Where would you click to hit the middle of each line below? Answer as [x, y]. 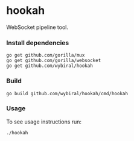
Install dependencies [38, 43]
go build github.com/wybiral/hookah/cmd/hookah [67, 93]
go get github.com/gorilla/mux [46, 55]
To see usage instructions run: [44, 122]
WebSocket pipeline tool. [37, 27]
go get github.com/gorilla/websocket [54, 61]
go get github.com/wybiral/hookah [50, 66]
